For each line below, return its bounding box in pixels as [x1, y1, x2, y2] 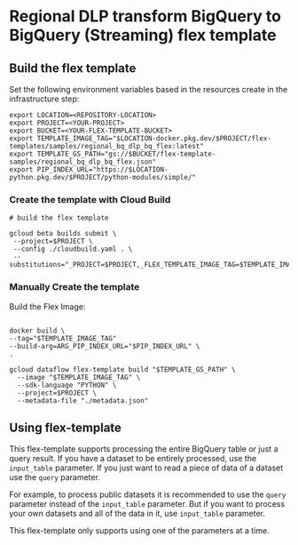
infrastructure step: [9, 93, 80, 104]
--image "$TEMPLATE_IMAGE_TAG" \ [17, 373, 141, 381]
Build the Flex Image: [9, 301, 86, 312]
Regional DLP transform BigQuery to [9, 6, 282, 27]
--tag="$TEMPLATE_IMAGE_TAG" [9, 333, 117, 343]
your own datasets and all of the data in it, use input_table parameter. [9, 509, 266, 519]
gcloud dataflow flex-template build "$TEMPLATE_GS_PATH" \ [9, 365, 237, 374]
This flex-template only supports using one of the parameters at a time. [9, 525, 270, 536]
